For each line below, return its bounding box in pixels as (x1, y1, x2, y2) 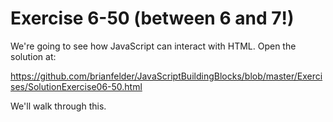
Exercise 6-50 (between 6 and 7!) (10, 7, 295, 30)
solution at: (10, 50, 57, 62)
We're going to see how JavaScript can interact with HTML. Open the (10, 40, 297, 52)
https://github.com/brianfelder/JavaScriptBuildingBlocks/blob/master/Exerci (10, 70, 323, 82)
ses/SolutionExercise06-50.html (10, 80, 143, 92)
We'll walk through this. (10, 100, 107, 112)
